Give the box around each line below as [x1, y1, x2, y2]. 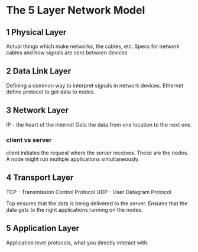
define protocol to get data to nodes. [6, 88, 96, 95]
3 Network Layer [6, 105, 69, 115]
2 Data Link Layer [6, 66, 72, 76]
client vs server [6, 135, 52, 144]
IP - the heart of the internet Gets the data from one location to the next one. [6, 121, 192, 128]
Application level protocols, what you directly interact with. [6, 239, 149, 246]
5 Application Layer [6, 223, 80, 234]
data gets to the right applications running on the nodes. [6, 206, 143, 213]
